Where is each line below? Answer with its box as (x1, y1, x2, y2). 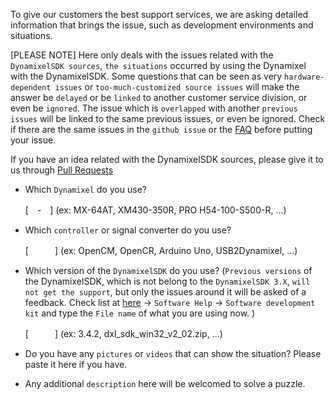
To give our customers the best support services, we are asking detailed (10, 9, 309, 20)
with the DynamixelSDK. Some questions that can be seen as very (10, 70, 283, 82)
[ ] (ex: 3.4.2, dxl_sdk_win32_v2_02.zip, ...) (24, 328, 223, 339)
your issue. (10, 134, 57, 146)
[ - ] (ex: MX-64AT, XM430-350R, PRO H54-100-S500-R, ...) (24, 204, 287, 216)
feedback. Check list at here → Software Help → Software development (24, 297, 316, 308)
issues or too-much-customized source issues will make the (54, 81, 300, 93)
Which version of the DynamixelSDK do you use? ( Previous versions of (24, 265, 313, 276)
